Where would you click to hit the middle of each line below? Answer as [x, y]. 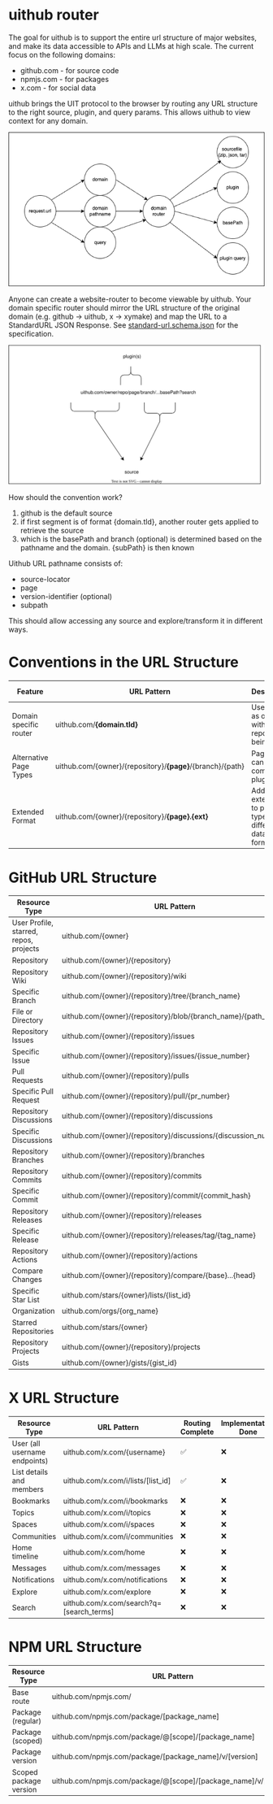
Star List [26, 1299]
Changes [27, 1280]
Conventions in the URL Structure [124, 662]
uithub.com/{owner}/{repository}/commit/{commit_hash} [156, 1195]
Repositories [33, 1332]
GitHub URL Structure [82, 878]
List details [30, 1472]
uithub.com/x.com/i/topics [107, 1513]
